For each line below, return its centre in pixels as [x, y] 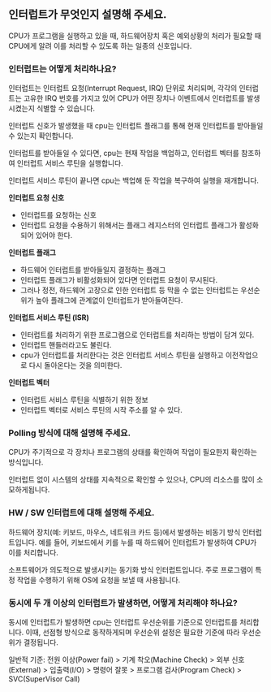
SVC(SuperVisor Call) [44, 679]
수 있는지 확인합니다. [41, 136]
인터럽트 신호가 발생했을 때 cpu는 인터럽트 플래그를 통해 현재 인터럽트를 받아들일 [136, 126]
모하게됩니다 [28, 490]
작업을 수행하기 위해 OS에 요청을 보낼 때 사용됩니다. [99, 580]
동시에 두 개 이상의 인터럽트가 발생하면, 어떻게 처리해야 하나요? [123, 603]
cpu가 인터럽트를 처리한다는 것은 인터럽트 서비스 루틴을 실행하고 [122, 355]
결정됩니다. [41, 642]
